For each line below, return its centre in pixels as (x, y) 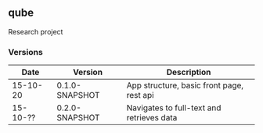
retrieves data (152, 118)
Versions (25, 52)
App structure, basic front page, (185, 85)
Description (189, 72)
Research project (36, 31)
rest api (140, 95)
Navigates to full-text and (174, 108)
